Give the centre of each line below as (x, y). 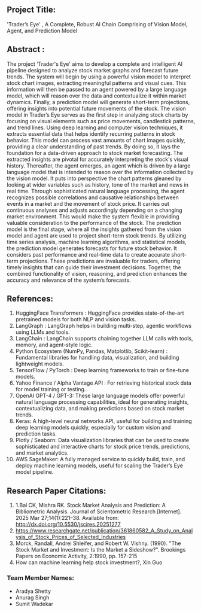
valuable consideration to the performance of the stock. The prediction (94, 223)
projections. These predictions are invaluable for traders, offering (100, 261)
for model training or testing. (51, 389)
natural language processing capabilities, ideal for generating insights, (102, 402)
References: (30, 299)
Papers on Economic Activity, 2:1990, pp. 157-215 (76, 556)
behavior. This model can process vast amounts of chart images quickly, (96, 140)
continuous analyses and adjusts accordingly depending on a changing (95, 210)
